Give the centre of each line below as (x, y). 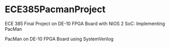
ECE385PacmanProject (55, 9)
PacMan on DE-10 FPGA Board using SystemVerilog (59, 39)
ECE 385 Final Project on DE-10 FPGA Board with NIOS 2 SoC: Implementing (85, 24)
